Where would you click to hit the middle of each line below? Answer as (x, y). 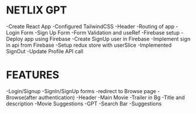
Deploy (15, 39)
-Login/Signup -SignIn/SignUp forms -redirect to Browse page (81, 91)
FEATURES (33, 75)
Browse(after (22, 97)
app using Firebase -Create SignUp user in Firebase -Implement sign (107, 39)
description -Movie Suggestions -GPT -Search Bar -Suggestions (84, 104)
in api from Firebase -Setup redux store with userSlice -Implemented (89, 45)
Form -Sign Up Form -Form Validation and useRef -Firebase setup (100, 32)
